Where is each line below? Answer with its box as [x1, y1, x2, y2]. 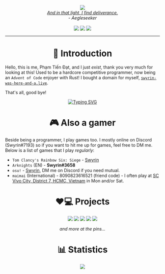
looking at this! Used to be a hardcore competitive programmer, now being [5, 69, 156, 75]
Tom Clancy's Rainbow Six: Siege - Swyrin [12, 157, 99, 163]
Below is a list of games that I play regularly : [5, 147, 95, 153]
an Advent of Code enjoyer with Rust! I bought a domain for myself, [5, 74, 140, 80]
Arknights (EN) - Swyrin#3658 [12, 162, 76, 168]
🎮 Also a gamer [49, 117, 116, 129]
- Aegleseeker [68, 15, 97, 21]
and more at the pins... [59, 226, 106, 232]
